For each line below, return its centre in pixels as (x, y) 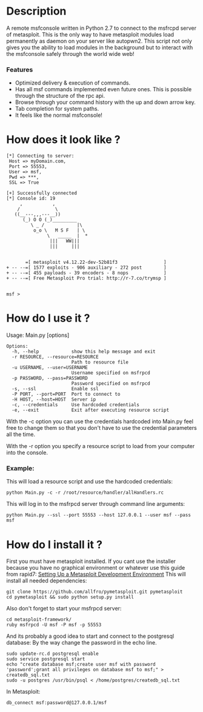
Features (20, 69)
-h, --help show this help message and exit (84, 352)
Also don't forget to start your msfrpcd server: (64, 609)
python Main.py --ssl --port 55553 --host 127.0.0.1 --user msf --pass (98, 515)
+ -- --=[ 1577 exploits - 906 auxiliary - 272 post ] (86, 268)
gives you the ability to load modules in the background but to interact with (100, 47)
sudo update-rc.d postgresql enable (52, 654)
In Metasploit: (23, 692)
